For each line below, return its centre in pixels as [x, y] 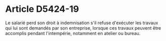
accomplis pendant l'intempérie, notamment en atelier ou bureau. [73, 33]
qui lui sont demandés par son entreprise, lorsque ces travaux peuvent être [83, 28]
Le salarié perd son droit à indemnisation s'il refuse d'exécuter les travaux [82, 23]
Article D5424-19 [42, 9]
